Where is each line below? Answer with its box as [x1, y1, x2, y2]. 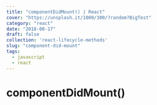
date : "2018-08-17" [6, 25, 56, 32]
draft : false [6, 32, 40, 38]
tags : [6, 49, 20, 55]
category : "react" [6, 20, 53, 26]
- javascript [12, 54, 45, 60]
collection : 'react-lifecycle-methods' [6, 37, 108, 43]
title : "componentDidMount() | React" [6, 8, 105, 15]
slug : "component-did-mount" [6, 43, 81, 49]
